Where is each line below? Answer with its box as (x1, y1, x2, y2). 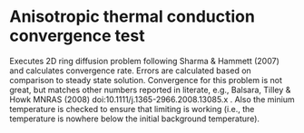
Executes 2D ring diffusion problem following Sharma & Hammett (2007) (9, 55, 279, 66)
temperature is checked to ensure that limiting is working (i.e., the (9, 103, 255, 114)
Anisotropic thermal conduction (9, 6, 256, 27)
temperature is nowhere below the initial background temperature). (9, 113, 260, 124)
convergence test (9, 25, 145, 46)
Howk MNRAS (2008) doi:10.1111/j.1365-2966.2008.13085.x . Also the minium (9, 93, 295, 105)
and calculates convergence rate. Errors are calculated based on (9, 65, 251, 76)
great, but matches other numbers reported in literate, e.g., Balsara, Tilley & (9, 84, 291, 95)
